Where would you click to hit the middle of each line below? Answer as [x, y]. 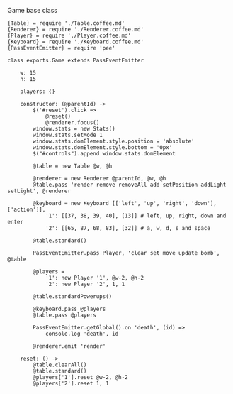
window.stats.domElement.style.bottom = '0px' [103, 148]
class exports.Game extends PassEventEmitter [75, 60]
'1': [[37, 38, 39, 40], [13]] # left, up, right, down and [136, 216]
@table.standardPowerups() [73, 297]
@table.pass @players [65, 315]
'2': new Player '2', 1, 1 [85, 284]
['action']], [27, 209]
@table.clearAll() [60, 365]
